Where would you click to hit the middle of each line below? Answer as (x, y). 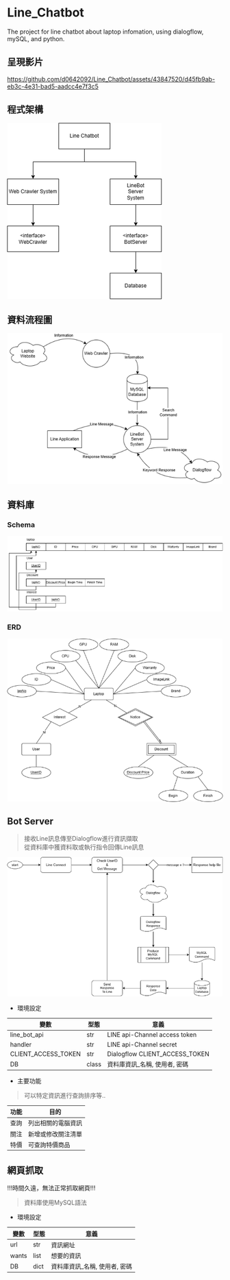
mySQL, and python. (36, 38)
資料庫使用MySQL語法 (55, 1203)
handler (21, 1044)
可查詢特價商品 (49, 1144)
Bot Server (30, 821)
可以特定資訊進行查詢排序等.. (65, 1095)
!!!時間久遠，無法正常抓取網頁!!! (51, 1188)
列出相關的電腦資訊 (55, 1123)
